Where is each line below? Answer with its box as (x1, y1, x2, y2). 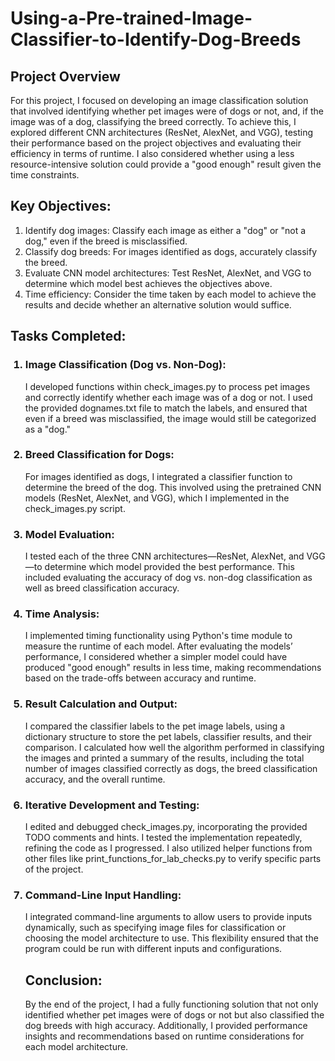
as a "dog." (24, 423, 72, 435)
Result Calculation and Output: (24, 697, 178, 711)
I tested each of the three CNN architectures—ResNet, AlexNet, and (24, 550, 305, 562)
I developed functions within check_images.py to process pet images (24, 380, 311, 392)
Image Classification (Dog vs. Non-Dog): (24, 358, 227, 372)
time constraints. (10, 169, 80, 181)
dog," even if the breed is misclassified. (24, 235, 188, 247)
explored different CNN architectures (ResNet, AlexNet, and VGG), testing (10, 127, 314, 138)
